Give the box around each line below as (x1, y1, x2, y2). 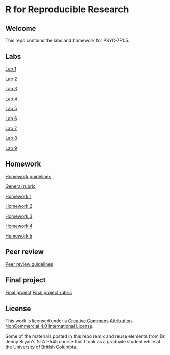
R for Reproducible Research (5, 4, 129, 15)
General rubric (5, 183, 36, 190)
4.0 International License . (40, 323, 94, 329)
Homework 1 (5, 193, 32, 199)
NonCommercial (5, 323, 40, 329)
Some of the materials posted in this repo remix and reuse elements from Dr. (5, 333, 166, 339)
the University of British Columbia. (5, 344, 78, 350)
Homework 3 (5, 213, 33, 219)
